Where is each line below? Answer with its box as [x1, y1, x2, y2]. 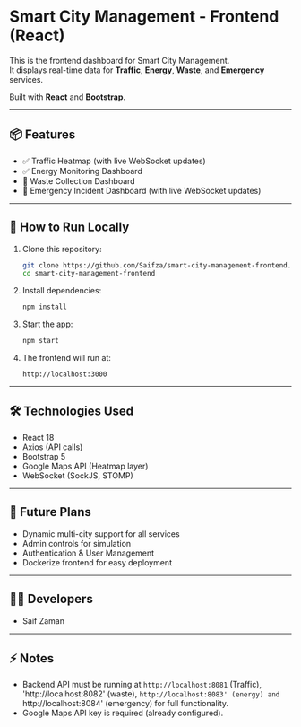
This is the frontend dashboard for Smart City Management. [9, 55, 230, 66]
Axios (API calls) [21, 442, 83, 452]
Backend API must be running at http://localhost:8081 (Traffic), [21, 679, 262, 690]
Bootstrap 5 [21, 451, 66, 461]
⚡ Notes [9, 651, 55, 666]
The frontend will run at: [21, 353, 112, 363]
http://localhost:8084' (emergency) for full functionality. [21, 698, 229, 709]
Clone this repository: [21, 243, 102, 254]
